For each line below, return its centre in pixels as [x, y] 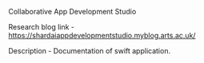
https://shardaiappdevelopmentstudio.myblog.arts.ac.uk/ [102, 35]
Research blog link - [41, 27]
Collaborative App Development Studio [72, 12]
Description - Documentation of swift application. [89, 51]
